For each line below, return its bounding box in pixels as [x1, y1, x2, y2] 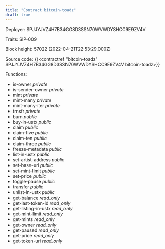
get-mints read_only [12, 216, 55, 222]
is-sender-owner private [12, 86, 64, 92]
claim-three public [12, 141, 51, 147]
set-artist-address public [12, 156, 65, 163]
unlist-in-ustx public [12, 189, 55, 195]
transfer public [12, 184, 44, 190]
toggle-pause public [12, 178, 55, 184]
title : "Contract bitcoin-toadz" [5, 7, 76, 13]
